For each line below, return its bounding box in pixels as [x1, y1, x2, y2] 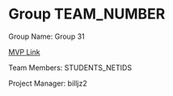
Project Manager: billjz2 [8, 78, 87, 88]
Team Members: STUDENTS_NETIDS [8, 62, 132, 73]
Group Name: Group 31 [8, 31, 85, 41]
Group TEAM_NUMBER [8, 5, 166, 23]
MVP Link [8, 47, 40, 56]
